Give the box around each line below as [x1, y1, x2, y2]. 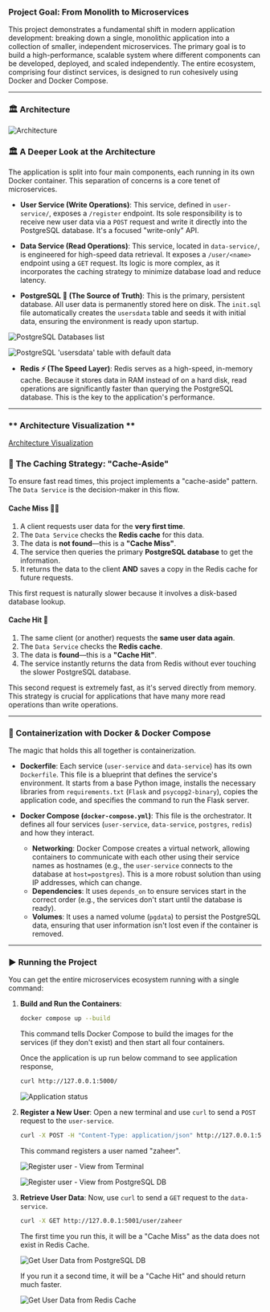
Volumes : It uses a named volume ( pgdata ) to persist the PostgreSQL [31, 912, 261, 922]
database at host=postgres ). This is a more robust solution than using [31, 869, 261, 879]
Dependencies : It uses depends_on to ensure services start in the [31, 887, 247, 896]
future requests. [19, 572, 74, 582]
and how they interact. [19, 828, 95, 838]
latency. [19, 275, 47, 285]
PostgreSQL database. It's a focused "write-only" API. [19, 225, 199, 235]
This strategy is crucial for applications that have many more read [8, 691, 226, 701]
